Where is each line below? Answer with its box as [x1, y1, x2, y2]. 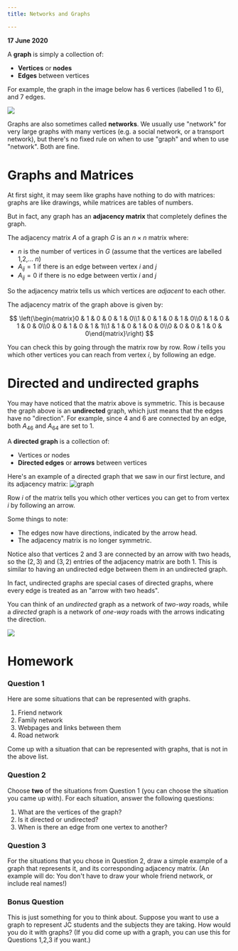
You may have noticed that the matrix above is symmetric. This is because [7, 399, 225, 408]
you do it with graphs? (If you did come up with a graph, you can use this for [7, 928, 231, 937]
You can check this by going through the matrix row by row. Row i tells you [7, 343, 226, 352]
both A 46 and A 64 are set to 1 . [7, 422, 94, 432]
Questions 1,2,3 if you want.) [7, 935, 91, 945]
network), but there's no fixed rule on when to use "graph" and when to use [7, 134, 229, 143]
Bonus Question [7, 896, 64, 906]
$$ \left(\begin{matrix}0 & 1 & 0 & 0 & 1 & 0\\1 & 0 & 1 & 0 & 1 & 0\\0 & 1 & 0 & [9, 314, 229, 323]
